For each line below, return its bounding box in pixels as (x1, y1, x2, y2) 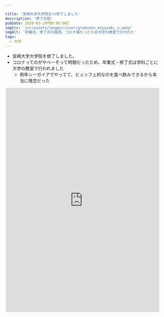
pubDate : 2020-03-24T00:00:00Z (5, 21, 69, 26)
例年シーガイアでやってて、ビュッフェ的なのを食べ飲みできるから (19, 71, 153, 77)
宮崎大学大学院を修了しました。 (12, 53, 77, 59)
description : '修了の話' (5, 16, 53, 21)
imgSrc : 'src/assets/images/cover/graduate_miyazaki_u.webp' (5, 25, 133, 30)
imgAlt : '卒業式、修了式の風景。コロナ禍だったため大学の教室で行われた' (5, 30, 137, 35)
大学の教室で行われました (12, 65, 64, 71)
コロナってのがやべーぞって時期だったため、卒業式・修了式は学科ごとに (12, 59, 159, 65)
